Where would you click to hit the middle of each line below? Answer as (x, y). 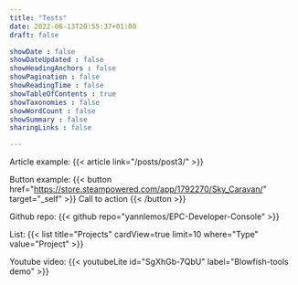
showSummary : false (49, 120)
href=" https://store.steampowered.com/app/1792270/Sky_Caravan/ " (138, 189)
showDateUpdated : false (57, 60)
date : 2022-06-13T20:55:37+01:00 (73, 26)
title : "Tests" (38, 18)
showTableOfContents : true (63, 94)
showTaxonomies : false (55, 102)
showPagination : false (55, 77)
